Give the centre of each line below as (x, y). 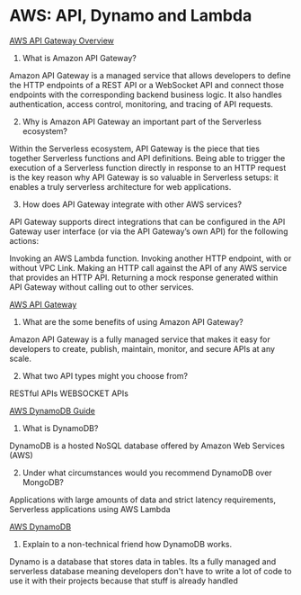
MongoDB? (43, 482)
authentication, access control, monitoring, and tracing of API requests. (142, 104)
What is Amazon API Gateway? (79, 58)
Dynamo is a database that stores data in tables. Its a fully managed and (143, 561)
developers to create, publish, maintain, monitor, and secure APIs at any (142, 348)
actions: (24, 240)
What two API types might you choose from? (105, 375)
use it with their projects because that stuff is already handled (124, 581)
